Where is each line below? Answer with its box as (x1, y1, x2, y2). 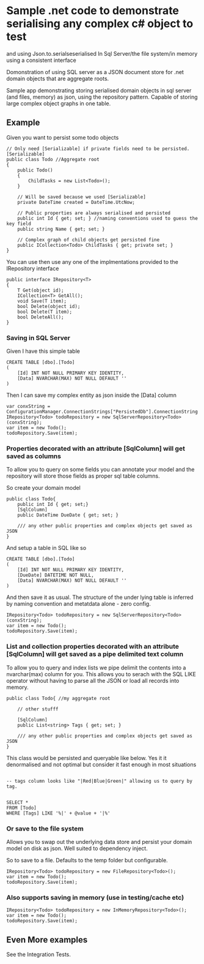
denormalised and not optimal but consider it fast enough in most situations (6, 761, 197, 768)
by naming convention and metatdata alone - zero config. (6, 600, 151, 608)
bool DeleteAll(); (17, 314, 64, 320)
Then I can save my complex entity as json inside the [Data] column (6, 391, 177, 399)
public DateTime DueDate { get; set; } (17, 512, 119, 518)
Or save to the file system (6, 824, 84, 833)
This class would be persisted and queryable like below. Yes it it (6, 754, 167, 761)
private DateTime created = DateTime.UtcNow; (17, 199, 136, 205)
